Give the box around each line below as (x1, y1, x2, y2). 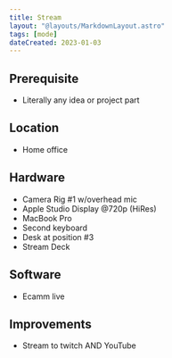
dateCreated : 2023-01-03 (9, 37, 102, 47)
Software (9, 267, 61, 282)
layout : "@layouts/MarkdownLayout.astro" (9, 21, 166, 30)
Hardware (9, 171, 65, 186)
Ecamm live (21, 291, 65, 302)
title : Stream (9, 12, 62, 22)
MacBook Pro (21, 212, 73, 223)
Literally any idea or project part (21, 95, 140, 105)
